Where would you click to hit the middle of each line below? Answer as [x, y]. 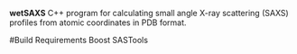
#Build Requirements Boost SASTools [79, 40]
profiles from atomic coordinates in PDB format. [98, 22]
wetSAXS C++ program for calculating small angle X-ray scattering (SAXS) [149, 13]
